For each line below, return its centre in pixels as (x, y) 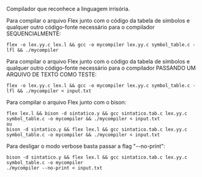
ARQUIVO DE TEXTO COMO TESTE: (51, 74)
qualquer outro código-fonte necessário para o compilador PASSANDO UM (101, 68)
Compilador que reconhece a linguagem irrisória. (68, 9)
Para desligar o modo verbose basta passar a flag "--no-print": (86, 146)
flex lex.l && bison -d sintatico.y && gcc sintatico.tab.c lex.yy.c (97, 114)
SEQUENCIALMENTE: (34, 34)
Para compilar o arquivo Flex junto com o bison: (66, 102)
